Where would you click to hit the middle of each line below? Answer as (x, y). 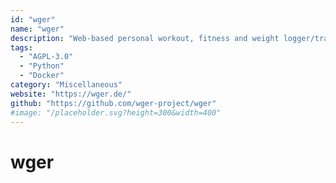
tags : (21, 47)
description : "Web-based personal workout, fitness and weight (145, 38)
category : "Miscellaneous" (66, 85)
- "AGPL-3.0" (46, 57)
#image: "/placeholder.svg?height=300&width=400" (116, 112)
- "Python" (42, 66)
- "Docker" (42, 76)
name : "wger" (37, 29)
